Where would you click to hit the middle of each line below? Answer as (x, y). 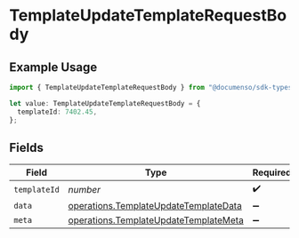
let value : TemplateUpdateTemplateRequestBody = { (105, 103)
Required (272, 172)
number (84, 189)
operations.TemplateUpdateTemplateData (155, 206)
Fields (27, 147)
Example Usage (53, 67)
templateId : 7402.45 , (57, 112)
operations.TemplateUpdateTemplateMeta (156, 220)
